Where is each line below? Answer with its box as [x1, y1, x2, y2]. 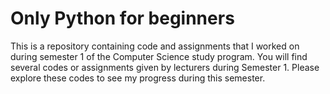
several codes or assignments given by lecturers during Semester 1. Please [10, 61, 320, 73]
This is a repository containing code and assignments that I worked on [10, 40, 300, 52]
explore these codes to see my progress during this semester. [10, 72, 266, 84]
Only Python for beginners [10, 7, 235, 30]
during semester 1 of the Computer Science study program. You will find [10, 50, 308, 62]
